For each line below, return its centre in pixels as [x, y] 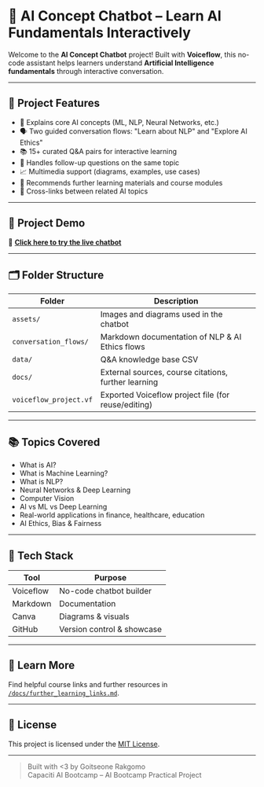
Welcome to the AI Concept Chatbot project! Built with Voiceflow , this [122, 54]
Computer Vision [47, 498]
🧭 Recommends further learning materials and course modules [121, 182]
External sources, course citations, [164, 373]
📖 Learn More [42, 666]
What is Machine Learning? [64, 473]
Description [176, 301]
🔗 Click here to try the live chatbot [65, 242]
